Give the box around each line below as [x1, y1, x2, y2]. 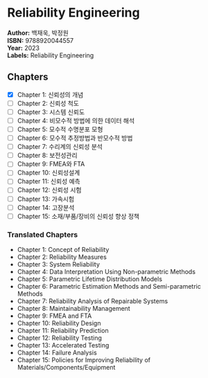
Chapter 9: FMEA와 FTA [17, 160, 85, 168]
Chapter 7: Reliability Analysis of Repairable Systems [17, 296, 168, 305]
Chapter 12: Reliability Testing [17, 334, 103, 342]
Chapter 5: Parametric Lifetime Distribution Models [17, 275, 163, 283]
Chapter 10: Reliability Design [17, 318, 101, 327]
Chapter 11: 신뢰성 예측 [17, 177, 81, 186]
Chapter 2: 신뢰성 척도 [17, 99, 80, 107]
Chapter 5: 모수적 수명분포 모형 [17, 125, 103, 133]
